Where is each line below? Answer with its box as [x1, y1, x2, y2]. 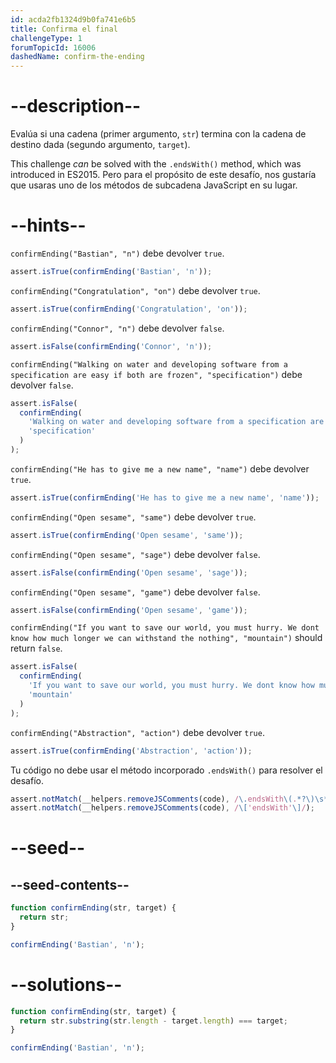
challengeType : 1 [10, 33, 83, 43]
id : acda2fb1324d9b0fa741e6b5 [10, 14, 137, 25]
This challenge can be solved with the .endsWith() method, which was [10, 158, 302, 170]
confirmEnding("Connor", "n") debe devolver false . [10, 322, 225, 334]
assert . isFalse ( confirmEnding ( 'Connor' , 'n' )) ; [10, 341, 213, 351]
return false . [10, 642, 63, 655]
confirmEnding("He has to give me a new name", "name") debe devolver [10, 462, 310, 475]
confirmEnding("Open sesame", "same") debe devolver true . [10, 511, 257, 523]
